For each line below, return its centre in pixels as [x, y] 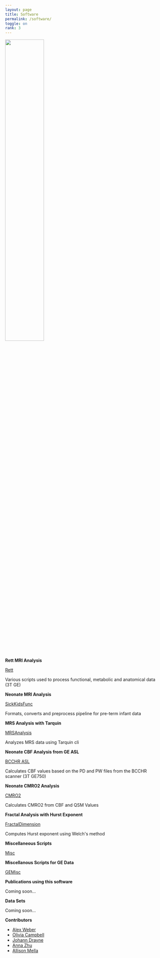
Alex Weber [24, 930]
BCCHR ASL [17, 762]
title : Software [22, 14]
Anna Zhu [22, 946]
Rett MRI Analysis [24, 660]
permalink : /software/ [28, 19]
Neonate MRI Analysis [28, 694]
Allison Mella [25, 951]
